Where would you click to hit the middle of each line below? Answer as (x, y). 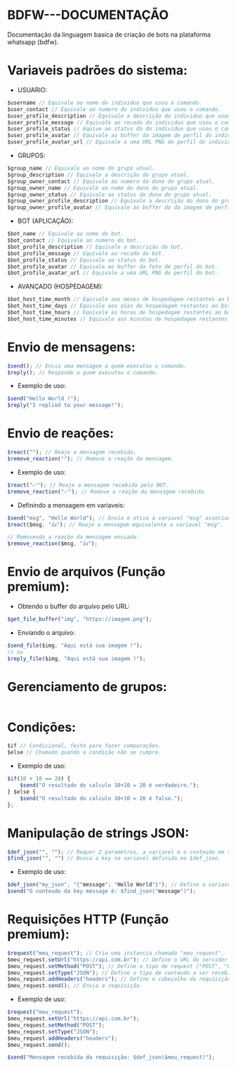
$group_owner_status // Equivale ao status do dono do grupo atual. (110, 194)
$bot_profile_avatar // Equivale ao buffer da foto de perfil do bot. (113, 266)
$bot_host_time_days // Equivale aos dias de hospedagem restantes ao (113, 306)
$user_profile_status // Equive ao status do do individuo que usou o (113, 129)
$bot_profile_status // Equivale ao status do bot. (84, 260)
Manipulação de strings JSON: (98, 833)
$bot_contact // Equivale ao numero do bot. (73, 240)
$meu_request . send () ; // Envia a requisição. (75, 986)
